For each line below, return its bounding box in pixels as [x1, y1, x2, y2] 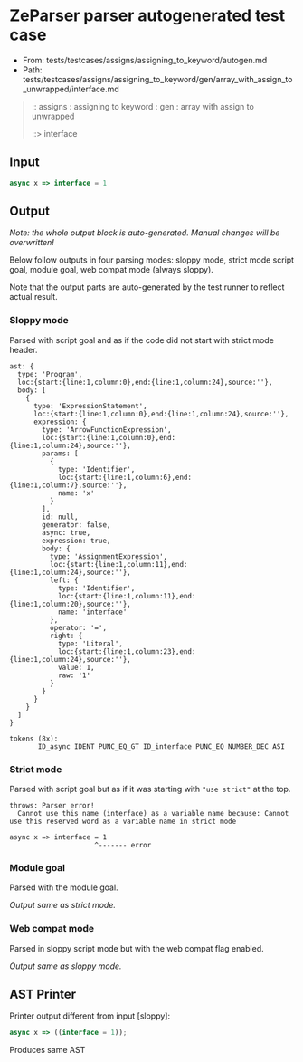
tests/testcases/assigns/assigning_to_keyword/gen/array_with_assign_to [22, 73, 293, 84]
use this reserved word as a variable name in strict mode [9, 817, 237, 827]
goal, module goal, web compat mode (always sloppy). [9, 264, 214, 275]
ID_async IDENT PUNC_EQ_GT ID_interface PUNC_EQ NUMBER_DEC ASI [37, 741, 285, 751]
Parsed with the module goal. [9, 882, 119, 893]
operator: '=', [49, 623, 107, 632]
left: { [49, 576, 79, 585]
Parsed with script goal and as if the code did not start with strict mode [9, 334, 274, 345]
